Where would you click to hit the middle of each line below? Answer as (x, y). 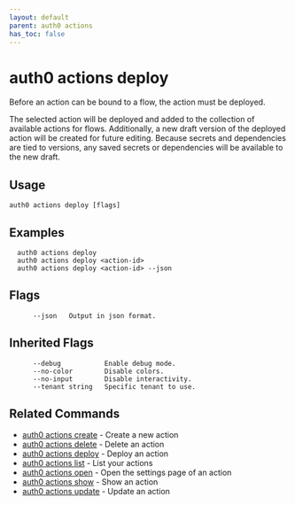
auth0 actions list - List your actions (87, 463)
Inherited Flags (52, 343)
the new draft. (35, 157)
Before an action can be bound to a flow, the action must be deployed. (137, 102)
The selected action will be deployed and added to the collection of (132, 120)
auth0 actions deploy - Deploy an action (95, 454)
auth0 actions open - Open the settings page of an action (127, 473)
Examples (37, 233)
